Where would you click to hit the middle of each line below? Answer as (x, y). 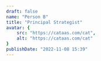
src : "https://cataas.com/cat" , (56, 33)
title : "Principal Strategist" (44, 22)
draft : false (22, 11)
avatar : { (18, 28)
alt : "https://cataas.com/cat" (55, 38)
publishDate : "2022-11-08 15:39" (47, 49)
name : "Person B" (27, 17)
